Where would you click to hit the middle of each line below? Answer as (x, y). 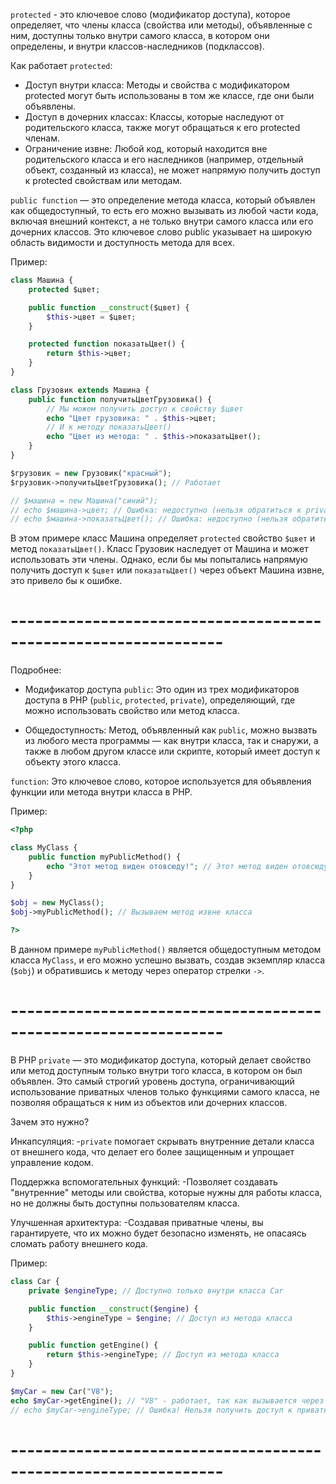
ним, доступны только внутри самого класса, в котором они (140, 35)
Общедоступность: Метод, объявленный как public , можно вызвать (171, 730)
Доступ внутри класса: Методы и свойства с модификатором (157, 85)
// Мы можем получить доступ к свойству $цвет (145, 409)
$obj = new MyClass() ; (57, 903)
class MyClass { (44, 848)
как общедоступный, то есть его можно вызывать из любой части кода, (164, 210)
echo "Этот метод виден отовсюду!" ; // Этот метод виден (167, 866)
